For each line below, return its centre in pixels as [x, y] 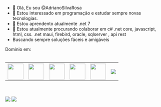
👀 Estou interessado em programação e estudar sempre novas [77, 13]
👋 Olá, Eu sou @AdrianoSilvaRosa [47, 8]
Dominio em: [18, 49]
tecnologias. [25, 18]
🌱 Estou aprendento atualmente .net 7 [51, 23]
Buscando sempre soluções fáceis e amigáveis [61, 39]
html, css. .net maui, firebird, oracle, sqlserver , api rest [69, 34]
